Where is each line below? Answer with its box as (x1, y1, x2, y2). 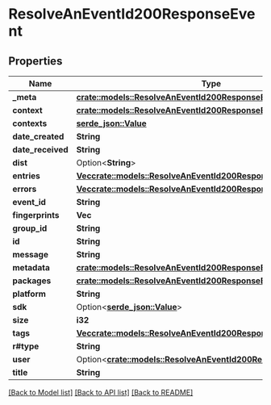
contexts (12, 118, 48, 129)
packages (12, 275, 52, 286)
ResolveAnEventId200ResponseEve (8, 5, 256, 23)
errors (12, 183, 37, 194)
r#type (12, 340, 40, 352)
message (12, 249, 48, 260)
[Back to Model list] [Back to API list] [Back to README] (8, 388, 194, 397)
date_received (12, 144, 69, 155)
